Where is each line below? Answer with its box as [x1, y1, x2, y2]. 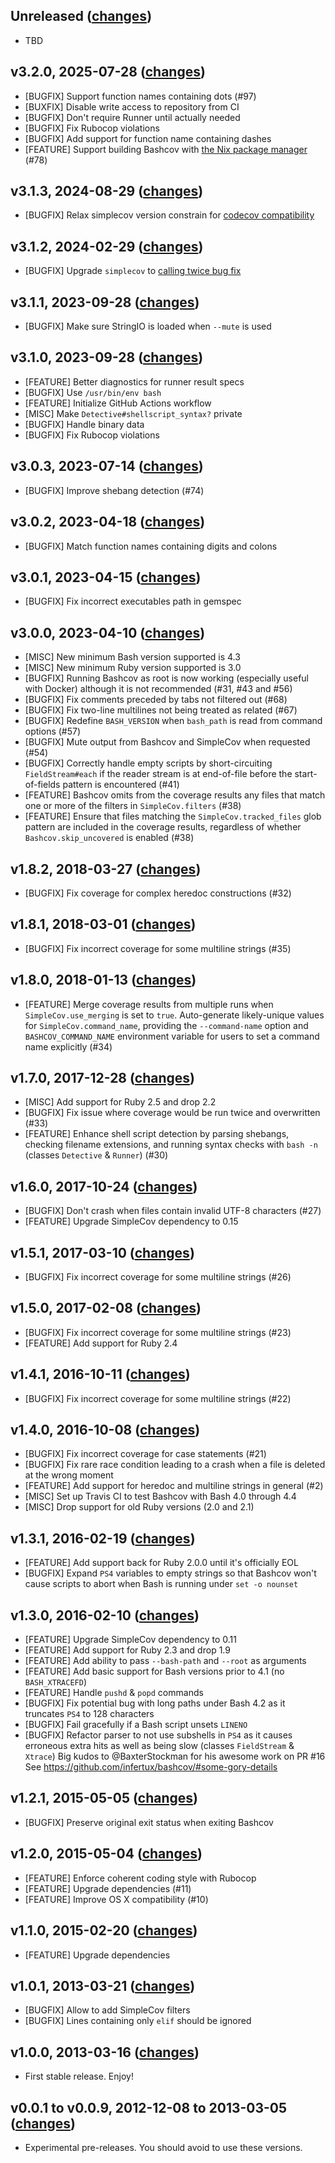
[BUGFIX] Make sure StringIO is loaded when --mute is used [24, 320, 272, 333]
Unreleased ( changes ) [10, 8, 153, 25]
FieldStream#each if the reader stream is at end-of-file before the [24, 768, 293, 780]
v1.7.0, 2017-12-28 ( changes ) [10, 1069, 195, 1086]
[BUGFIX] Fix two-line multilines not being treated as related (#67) [24, 704, 298, 716]
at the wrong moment [24, 1469, 114, 1481]
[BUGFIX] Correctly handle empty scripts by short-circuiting [24, 757, 273, 769]
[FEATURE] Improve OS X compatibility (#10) [24, 1893, 209, 1905]
